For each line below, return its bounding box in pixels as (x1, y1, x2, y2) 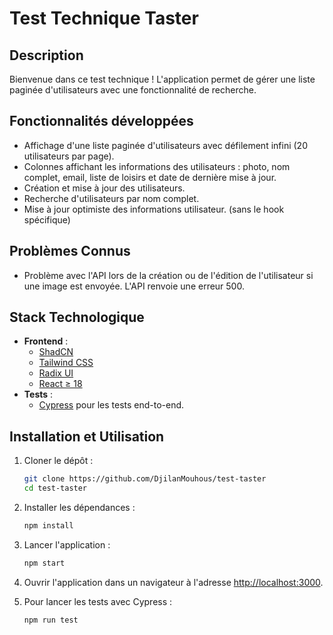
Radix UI (38, 367, 74, 379)
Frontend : (23, 335, 69, 347)
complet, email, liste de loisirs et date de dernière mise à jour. (23, 171, 277, 183)
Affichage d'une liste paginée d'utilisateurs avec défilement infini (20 (23, 139, 308, 151)
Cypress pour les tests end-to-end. (38, 399, 185, 411)
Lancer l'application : (23, 538, 111, 551)
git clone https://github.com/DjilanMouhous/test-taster (23, 474, 267, 484)
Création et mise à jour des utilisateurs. (23, 182, 186, 194)
